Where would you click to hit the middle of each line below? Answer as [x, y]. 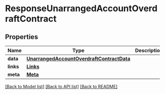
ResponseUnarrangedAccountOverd [81, 9]
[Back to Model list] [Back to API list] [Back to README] [61, 86]
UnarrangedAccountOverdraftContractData [78, 59]
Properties [22, 37]
